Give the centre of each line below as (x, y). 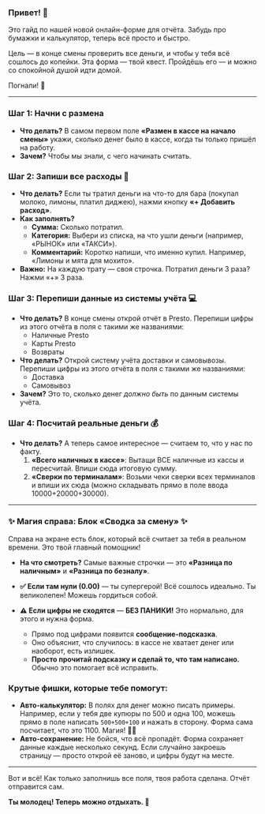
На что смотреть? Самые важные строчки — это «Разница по (126, 562)
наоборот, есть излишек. (73, 651)
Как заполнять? (47, 218)
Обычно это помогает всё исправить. (95, 667)
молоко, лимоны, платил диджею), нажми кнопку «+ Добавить (127, 201)
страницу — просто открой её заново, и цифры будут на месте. (127, 756)
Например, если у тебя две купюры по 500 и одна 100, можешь (127, 714)
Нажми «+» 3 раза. (52, 277)
